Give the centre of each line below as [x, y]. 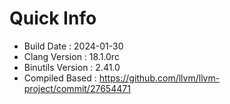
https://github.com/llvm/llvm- [159, 78]
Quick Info [53, 18]
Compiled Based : [60, 78]
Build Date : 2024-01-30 [73, 46]
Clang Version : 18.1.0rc [71, 56]
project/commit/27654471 [77, 88]
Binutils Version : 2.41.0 [72, 67]
